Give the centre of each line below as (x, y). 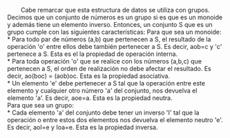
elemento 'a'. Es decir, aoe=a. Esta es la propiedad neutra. (90, 98)
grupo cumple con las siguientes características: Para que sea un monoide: (114, 32)
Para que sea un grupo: (40, 105)
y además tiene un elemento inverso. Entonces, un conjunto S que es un (110, 24)
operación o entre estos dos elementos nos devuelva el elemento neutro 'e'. (115, 120)
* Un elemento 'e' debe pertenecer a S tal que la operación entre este (106, 83)
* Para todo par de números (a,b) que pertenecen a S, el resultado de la (109, 39)
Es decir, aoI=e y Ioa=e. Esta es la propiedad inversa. (83, 127)
